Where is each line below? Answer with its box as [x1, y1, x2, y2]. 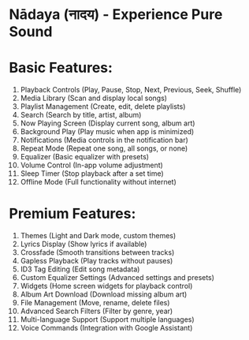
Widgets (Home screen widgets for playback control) [20, 282, 193, 291]
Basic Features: [9, 59, 113, 77]
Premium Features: [9, 205, 136, 222]
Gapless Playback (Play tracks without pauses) [20, 256, 173, 266]
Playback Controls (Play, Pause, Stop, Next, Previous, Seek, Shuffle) [20, 85, 242, 95]
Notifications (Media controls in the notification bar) [20, 136, 188, 145]
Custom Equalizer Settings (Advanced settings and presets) [20, 273, 215, 282]
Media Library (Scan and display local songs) [20, 93, 168, 103]
